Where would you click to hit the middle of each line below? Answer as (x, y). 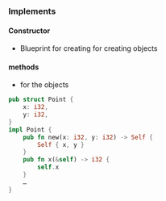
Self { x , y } (61, 144)
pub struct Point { (41, 100)
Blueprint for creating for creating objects (89, 48)
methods (24, 67)
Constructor (29, 31)
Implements (32, 11)
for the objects (44, 85)
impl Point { (30, 130)
